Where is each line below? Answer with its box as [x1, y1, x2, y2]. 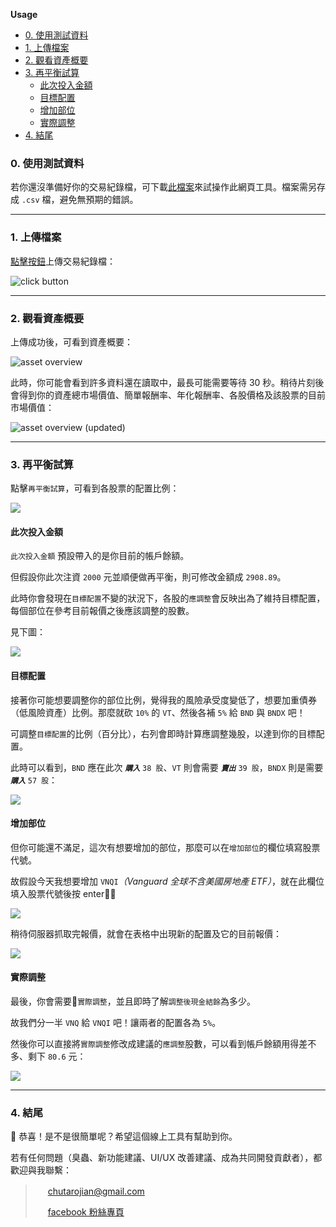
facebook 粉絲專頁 [47, 1206, 125, 1218]
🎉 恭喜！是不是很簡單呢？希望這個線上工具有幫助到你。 [10, 1130, 238, 1143]
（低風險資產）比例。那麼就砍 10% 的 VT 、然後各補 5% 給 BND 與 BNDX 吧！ [10, 706, 306, 718]
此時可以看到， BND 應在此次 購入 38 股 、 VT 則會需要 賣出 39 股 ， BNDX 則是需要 [10, 761, 324, 773]
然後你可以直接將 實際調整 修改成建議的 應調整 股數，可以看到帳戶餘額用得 [10, 1038, 300, 1049]
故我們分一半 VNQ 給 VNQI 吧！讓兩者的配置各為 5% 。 [10, 1017, 222, 1028]
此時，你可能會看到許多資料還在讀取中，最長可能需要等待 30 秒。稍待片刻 [10, 376, 316, 388]
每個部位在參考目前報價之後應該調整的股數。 [10, 605, 195, 617]
